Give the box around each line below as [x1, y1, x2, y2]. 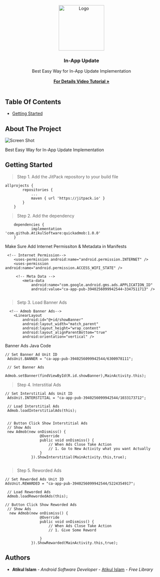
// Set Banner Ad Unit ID [5, 352, 57, 357]
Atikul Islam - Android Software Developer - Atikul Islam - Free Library [12, 566, 154, 572]
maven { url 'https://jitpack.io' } [31, 196, 105, 201]
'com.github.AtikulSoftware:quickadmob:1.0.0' [5, 231, 101, 235]
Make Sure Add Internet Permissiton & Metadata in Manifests [5, 243, 127, 249]
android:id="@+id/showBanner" [22, 317, 83, 322]
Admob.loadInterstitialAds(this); [7, 408, 77, 413]
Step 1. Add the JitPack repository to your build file [16, 173, 119, 179]
